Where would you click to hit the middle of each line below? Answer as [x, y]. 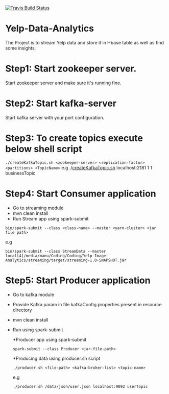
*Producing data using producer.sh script [56, 358]
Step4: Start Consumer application [81, 193]
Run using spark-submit [38, 330]
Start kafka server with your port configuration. [55, 117]
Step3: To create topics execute [74, 138]
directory [22, 310]
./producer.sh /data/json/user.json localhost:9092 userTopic [80, 386]
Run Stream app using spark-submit [51, 218]
